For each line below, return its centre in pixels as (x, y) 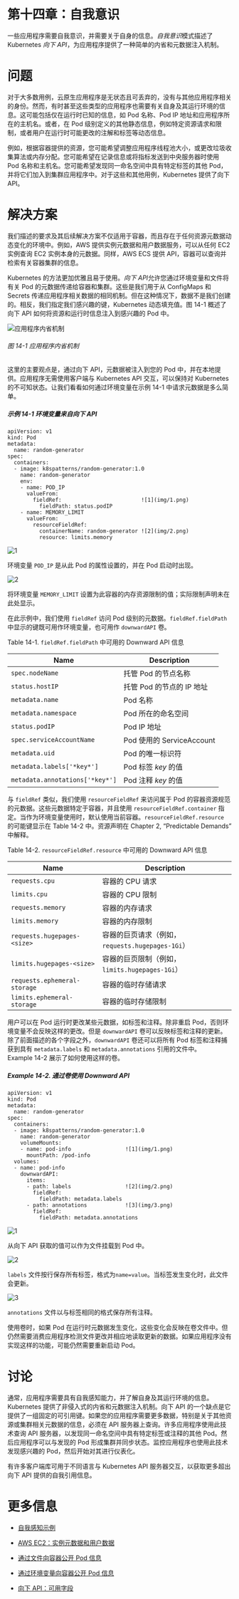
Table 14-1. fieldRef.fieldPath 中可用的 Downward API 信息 (96, 642)
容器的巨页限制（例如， (142, 958)
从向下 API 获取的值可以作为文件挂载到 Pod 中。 (78, 1245)
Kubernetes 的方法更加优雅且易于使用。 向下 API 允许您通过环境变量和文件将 (118, 278)
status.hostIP (35, 686)
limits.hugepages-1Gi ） (142, 969)
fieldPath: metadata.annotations (89, 1217)
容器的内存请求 (127, 908)
